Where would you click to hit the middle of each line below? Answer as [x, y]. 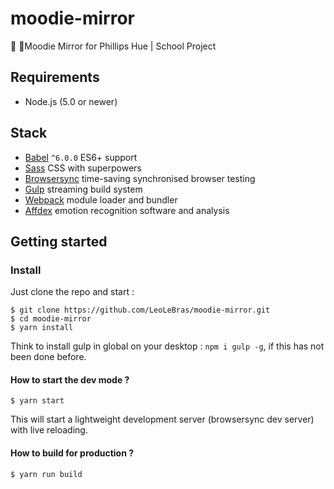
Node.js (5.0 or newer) [71, 101]
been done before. [48, 357]
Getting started [59, 241]
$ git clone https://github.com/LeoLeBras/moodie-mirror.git [140, 310]
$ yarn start [37, 401]
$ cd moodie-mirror [51, 319]
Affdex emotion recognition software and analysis [127, 210]
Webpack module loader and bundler [101, 199]
